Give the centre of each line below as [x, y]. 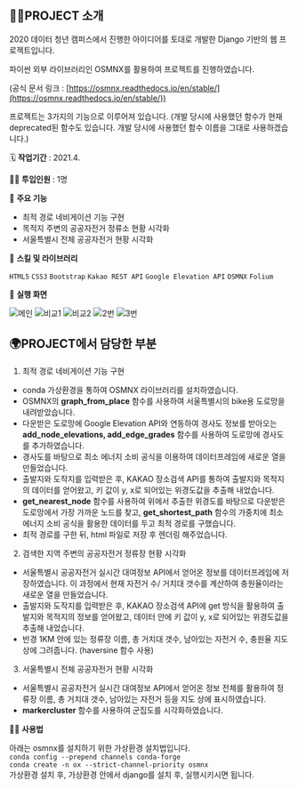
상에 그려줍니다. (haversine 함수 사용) [88, 650]
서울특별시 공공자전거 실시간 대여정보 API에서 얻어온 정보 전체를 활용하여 [148, 688]
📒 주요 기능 [28, 197]
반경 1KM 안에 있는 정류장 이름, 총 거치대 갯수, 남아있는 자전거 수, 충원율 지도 [155, 639]
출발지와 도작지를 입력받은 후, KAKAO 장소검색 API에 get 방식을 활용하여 [149, 605]
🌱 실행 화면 [28, 294]
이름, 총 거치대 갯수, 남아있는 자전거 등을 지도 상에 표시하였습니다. [153, 699]
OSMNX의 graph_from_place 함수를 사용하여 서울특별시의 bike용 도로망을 [153, 401]
